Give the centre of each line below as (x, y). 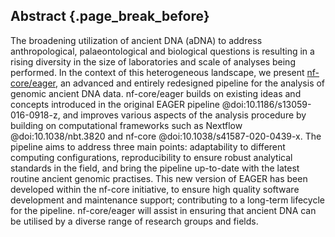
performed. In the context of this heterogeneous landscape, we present (157, 72)
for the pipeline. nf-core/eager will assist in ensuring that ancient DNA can (163, 210)
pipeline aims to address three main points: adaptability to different (148, 146)
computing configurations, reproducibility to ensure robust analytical (151, 157)
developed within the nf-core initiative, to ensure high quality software (155, 189)
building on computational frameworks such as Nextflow (126, 125)
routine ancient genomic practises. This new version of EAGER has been (159, 178)
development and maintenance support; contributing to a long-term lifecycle (167, 200)
